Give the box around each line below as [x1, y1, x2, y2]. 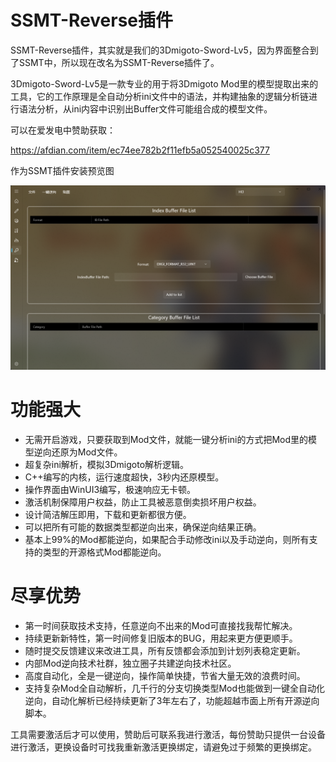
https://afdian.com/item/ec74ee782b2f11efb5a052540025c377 [10, 144, 270, 156]
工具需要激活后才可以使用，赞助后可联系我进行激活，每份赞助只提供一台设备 [10, 729, 326, 741]
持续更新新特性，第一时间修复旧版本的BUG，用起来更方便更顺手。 [24, 632, 298, 645]
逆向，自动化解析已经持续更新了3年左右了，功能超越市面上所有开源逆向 [24, 695, 320, 707]
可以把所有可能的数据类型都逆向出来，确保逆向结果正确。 [24, 521, 262, 533]
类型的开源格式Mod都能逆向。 [42, 546, 167, 558]
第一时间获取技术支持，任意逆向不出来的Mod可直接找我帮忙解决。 [24, 620, 298, 632]
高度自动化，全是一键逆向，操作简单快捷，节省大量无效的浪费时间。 [24, 670, 306, 682]
